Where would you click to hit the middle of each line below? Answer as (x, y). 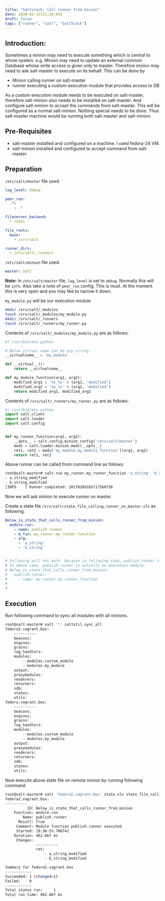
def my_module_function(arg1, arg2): (44, 378)
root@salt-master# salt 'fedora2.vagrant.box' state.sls (65, 794)
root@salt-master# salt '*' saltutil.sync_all (54, 625)
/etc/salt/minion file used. (33, 262)
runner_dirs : (18, 248)
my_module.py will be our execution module (48, 301)
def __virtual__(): (25, 364)
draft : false (18, 19)
